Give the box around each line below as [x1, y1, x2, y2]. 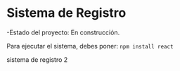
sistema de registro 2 [6, 55, 68, 64]
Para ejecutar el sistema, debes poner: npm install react [6, 41, 174, 50]
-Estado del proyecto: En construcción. [6, 28, 120, 37]
